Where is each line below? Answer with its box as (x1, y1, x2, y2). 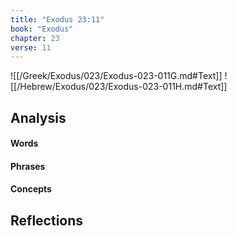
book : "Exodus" (10, 24, 74, 34)
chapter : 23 (10, 33, 60, 43)
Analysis (10, 109, 67, 126)
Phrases (10, 160, 46, 172)
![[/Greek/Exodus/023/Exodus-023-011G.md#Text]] (10, 70, 223, 82)
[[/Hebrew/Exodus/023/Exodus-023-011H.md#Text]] (10, 81, 228, 93)
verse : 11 (10, 42, 52, 53)
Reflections (10, 212, 84, 229)
